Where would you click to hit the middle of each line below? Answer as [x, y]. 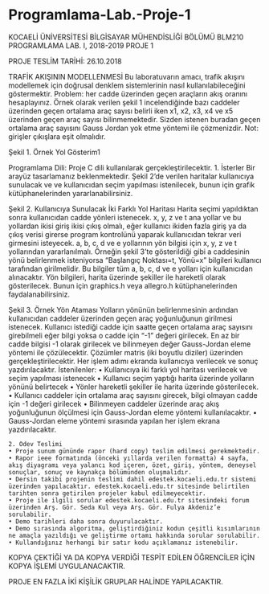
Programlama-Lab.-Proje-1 [100, 15]
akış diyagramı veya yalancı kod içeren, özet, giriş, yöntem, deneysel [132, 465]
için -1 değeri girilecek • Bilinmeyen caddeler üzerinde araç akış [114, 404]
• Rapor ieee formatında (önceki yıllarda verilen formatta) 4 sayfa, [129, 458]
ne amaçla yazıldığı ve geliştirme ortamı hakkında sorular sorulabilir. [134, 535]
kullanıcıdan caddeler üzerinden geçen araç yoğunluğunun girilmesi [120, 318]
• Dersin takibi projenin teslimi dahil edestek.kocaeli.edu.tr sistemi [132, 479]
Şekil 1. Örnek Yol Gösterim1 [54, 152]
